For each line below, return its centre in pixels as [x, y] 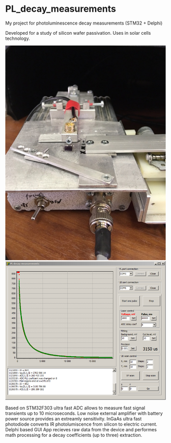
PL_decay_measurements [61, 9]
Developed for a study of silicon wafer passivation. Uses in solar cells [78, 33]
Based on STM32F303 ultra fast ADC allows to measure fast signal [75, 408]
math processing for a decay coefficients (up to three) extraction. [74, 435]
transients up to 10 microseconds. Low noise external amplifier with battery [84, 413]
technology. [18, 38]
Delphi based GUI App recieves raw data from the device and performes [81, 429]
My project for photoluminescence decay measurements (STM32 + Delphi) [84, 23]
